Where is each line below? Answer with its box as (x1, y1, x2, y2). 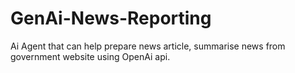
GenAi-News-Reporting (10, 7, 212, 30)
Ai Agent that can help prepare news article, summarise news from (10, 40, 286, 52)
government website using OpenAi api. (10, 50, 171, 62)
